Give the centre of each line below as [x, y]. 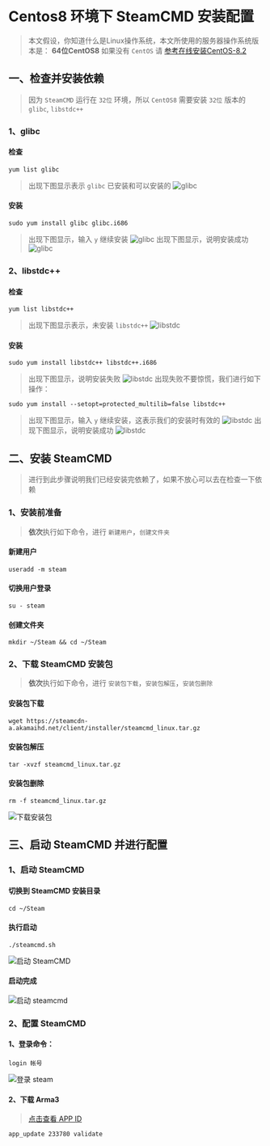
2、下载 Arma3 [34, 1099]
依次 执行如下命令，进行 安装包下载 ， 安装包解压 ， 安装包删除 [120, 683]
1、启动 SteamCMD [46, 870]
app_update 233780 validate [56, 1134]
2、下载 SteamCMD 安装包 [61, 664]
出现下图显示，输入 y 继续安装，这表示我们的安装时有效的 [124, 421]
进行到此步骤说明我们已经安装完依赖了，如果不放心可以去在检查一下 [141, 480]
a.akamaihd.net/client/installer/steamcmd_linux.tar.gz [104, 728]
